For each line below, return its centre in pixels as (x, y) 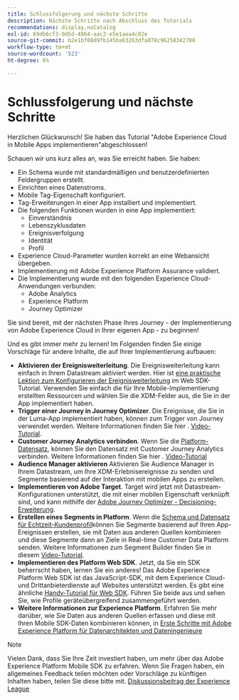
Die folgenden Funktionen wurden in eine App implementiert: (107, 210)
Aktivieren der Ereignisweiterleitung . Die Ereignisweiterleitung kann (119, 365)
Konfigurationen (41, 494)
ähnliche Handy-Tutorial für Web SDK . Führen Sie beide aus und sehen (121, 592)
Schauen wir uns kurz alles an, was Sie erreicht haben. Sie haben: (104, 158)
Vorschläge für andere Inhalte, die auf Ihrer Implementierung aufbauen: (112, 351)
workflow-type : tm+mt (39, 47)
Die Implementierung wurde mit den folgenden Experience (103, 278)
